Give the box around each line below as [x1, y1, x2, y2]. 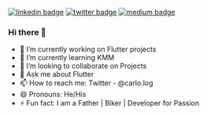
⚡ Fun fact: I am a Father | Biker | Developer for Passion [19, 99, 200, 108]
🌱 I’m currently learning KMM [19, 53, 115, 63]
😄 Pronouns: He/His [19, 90, 87, 99]
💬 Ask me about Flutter [19, 70, 94, 79]
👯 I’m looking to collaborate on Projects [19, 61, 147, 70]
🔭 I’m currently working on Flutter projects [19, 45, 157, 54]
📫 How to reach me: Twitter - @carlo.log [19, 78, 153, 88]
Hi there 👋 [8, 27, 47, 38]
